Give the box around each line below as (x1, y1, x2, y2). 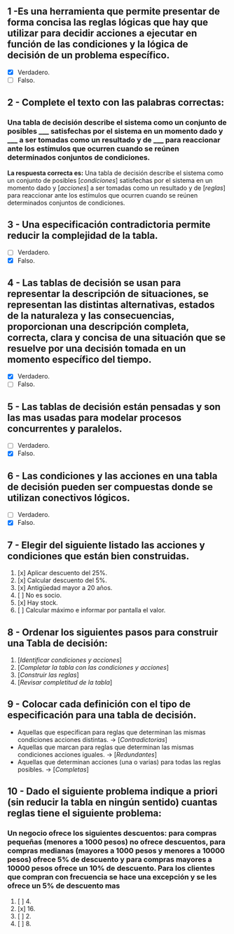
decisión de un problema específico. (7, 49, 170, 62)
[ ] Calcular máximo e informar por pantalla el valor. (17, 606, 166, 614)
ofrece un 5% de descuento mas (7, 881, 121, 891)
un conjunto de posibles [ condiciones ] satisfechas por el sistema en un (7, 176, 213, 184)
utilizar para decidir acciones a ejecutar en (7, 27, 198, 39)
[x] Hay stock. (17, 598, 58, 607)
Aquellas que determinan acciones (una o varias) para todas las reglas (17, 757, 221, 766)
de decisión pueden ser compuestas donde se (7, 481, 214, 493)
